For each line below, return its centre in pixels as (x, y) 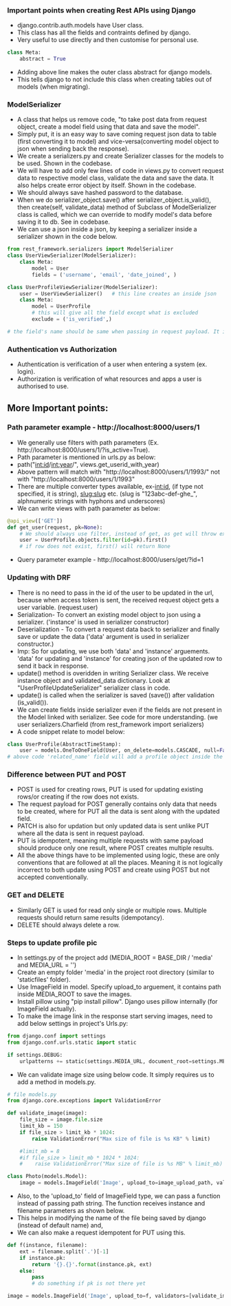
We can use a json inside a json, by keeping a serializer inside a (107, 229)
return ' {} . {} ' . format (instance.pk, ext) (92, 1264)
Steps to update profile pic (52, 942)
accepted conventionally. (53, 877)
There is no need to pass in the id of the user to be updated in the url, (115, 592)
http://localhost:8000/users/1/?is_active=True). (83, 450)
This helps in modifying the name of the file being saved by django (111, 1218)
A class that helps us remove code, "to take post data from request (112, 120)
